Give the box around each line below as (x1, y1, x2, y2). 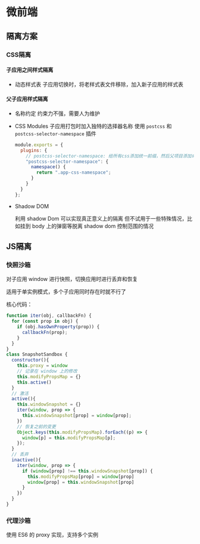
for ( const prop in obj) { (11, 319, 79, 324)
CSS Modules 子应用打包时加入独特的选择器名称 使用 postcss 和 (14, 122, 172, 129)
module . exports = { (14, 141, 64, 148)
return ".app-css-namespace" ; (36, 169, 111, 176)
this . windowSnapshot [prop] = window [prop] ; (21, 413, 132, 419)
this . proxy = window (17, 363, 68, 369)
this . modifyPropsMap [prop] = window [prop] (27, 474, 135, 480)
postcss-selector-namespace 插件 (14, 129, 96, 137)
